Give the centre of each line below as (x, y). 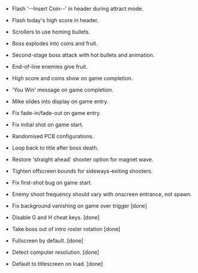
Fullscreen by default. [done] (47, 241)
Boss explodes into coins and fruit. (55, 43)
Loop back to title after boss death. (55, 148)
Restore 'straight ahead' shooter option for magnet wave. (82, 159)
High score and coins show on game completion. (72, 78)
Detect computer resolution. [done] (55, 252)
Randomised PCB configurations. (53, 136)
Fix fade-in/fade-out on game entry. (56, 113)
